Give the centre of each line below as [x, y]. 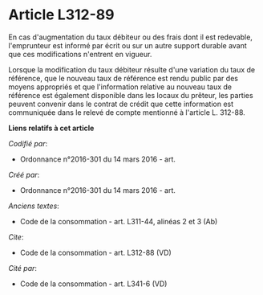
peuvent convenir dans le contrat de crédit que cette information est [121, 104]
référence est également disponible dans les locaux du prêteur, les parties [131, 95]
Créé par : [24, 174]
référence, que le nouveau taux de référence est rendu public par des [123, 78]
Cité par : [23, 268]
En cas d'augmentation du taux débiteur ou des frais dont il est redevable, [130, 37]
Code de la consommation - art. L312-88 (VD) [96, 252]
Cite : [16, 237]
